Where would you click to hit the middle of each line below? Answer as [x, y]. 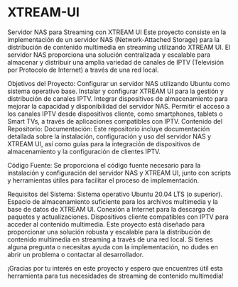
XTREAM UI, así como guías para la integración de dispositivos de [104, 143]
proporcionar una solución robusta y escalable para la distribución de [109, 232]
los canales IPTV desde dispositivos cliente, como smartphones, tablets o [115, 114]
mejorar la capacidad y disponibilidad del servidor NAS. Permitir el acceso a [119, 106]
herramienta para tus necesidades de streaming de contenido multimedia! [115, 276]
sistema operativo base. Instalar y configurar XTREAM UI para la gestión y [115, 91]
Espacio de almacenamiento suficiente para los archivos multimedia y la [113, 201]
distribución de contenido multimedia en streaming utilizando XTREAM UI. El [119, 47]
